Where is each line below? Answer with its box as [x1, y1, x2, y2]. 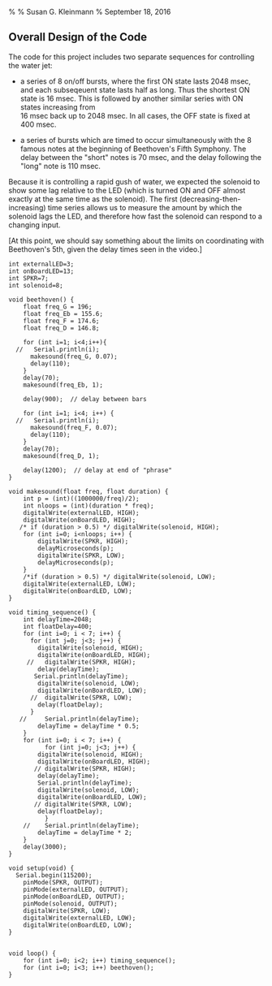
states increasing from [19, 102, 96, 112]
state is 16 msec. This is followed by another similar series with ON [19, 93, 244, 103]
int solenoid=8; [8, 281, 63, 289]
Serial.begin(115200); [15, 871, 93, 880]
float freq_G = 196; [23, 302, 93, 311]
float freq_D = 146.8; [23, 324, 100, 332]
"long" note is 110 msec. [19, 161, 101, 171]
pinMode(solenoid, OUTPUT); [23, 899, 118, 908]
